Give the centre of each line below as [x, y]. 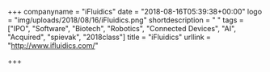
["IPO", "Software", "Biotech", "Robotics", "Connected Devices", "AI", [122, 28]
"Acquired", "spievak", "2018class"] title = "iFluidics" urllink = [110, 37]
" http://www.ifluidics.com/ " [53, 46]
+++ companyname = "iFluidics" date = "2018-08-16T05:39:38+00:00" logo [135, 12]
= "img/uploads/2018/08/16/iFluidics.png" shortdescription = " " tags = [126, 20]
